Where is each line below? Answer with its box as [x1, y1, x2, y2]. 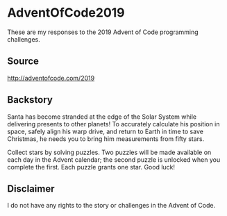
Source [7, 56, 40, 67]
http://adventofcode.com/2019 [7, 74, 95, 82]
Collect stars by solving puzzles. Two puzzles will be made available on [7, 148, 212, 156]
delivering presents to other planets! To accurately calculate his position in [7, 119, 220, 128]
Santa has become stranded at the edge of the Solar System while [7, 113, 196, 121]
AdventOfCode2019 [7, 5, 125, 21]
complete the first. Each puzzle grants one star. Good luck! [7, 163, 176, 171]
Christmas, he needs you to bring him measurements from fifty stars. [7, 134, 205, 143]
